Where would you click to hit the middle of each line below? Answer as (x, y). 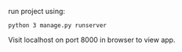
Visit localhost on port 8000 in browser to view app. (92, 40)
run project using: (36, 11)
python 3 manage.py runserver (58, 26)
